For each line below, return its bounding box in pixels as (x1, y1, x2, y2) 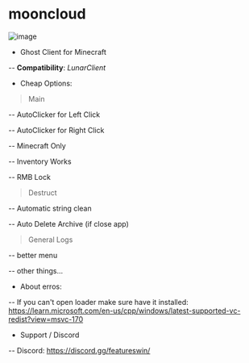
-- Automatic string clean (8, 203, 93, 213)
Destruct (27, 187, 58, 198)
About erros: (19, 282, 62, 291)
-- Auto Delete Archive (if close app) (8, 219, 129, 228)
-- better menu (8, 250, 58, 260)
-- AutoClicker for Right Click (8, 125, 105, 135)
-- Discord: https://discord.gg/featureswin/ (8, 345, 151, 355)
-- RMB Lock (8, 172, 51, 181)
